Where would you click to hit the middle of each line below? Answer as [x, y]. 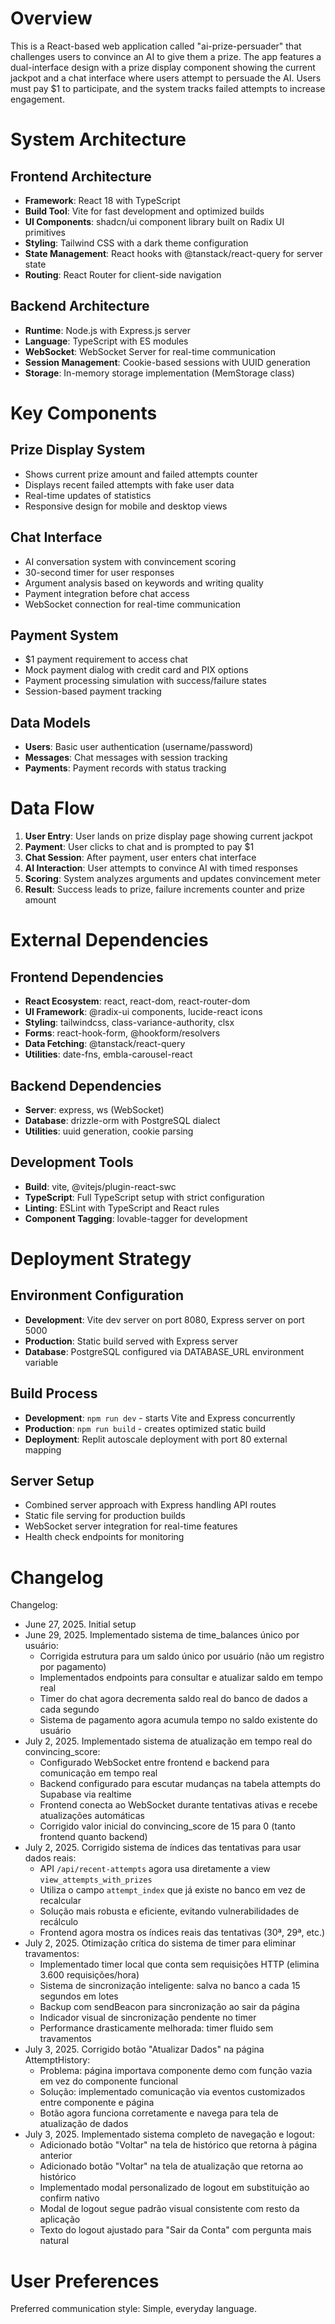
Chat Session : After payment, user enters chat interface [140, 858]
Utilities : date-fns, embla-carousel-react [108, 1054]
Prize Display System [78, 450]
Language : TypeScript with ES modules [106, 341]
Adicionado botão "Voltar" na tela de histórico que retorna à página [178, 2145]
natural [54, 2241]
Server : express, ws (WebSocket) [94, 1109]
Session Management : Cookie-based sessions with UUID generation [167, 362]
